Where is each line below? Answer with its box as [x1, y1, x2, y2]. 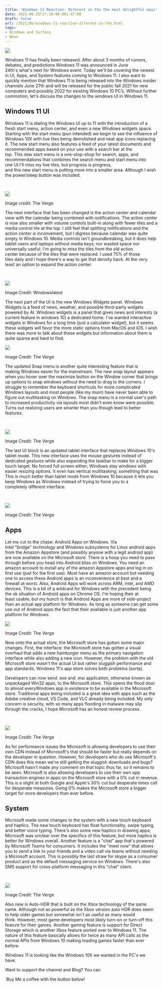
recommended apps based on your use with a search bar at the [5, 146, 133, 152]
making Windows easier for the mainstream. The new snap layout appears [5, 368, 154, 374]
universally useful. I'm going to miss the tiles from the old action [5, 246, 133, 252]
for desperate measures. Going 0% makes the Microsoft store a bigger [5, 785, 147, 791]
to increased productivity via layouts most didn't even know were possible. [5, 400, 155, 405]
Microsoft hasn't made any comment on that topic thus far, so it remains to [5, 764, 155, 770]
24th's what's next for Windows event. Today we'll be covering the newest [5, 67, 155, 73]
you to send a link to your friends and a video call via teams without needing [5, 848, 158, 854]
